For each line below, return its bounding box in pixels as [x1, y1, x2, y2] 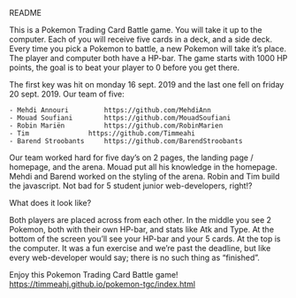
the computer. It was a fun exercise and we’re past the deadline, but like [9, 243, 271, 253]
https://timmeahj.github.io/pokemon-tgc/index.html [9, 279, 196, 289]
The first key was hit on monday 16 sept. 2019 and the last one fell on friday [9, 80, 285, 89]
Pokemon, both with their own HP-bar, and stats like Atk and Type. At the [9, 225, 275, 234]
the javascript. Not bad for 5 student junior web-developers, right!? [9, 180, 254, 191]
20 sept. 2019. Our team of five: [9, 88, 125, 99]
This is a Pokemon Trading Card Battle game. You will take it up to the [9, 25, 262, 34]
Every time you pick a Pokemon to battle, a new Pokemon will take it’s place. [9, 43, 287, 54]
